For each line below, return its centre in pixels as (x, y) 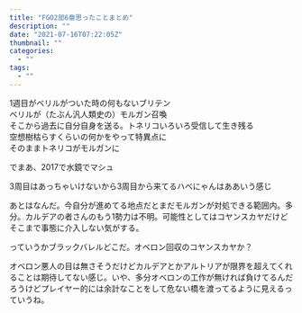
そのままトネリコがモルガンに (64, 148)
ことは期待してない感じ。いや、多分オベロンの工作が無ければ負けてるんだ (155, 277)
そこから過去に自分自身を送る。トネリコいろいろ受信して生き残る (132, 125)
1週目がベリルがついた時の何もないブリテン (90, 103)
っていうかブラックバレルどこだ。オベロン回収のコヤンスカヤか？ (131, 246)
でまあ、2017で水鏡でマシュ (62, 166)
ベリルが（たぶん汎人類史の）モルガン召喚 (88, 114)
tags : (19, 68)
